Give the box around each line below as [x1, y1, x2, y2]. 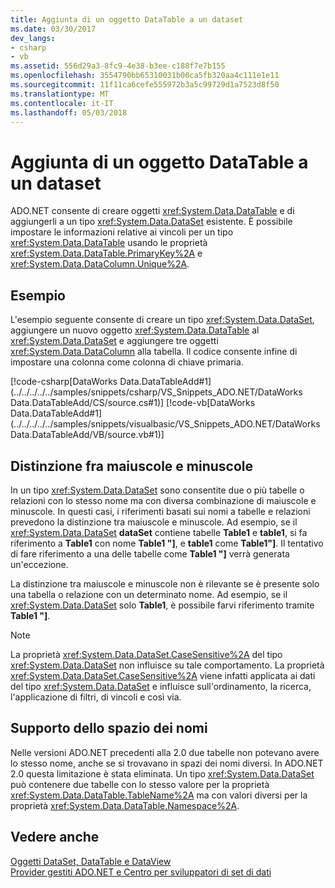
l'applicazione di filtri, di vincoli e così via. [10, 691, 182, 703]
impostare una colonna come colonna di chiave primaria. [10, 356, 244, 368]
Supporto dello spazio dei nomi [10, 720, 208, 737]
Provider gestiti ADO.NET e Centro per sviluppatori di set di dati [10, 866, 272, 878]
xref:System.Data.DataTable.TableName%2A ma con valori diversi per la [10, 789, 308, 801]
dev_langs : [10, 33, 56, 43]
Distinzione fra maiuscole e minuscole [10, 457, 253, 475]
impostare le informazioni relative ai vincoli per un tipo [10, 226, 234, 238]
